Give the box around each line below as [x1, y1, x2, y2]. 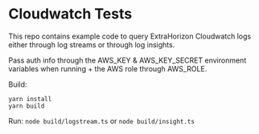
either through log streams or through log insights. [8, 39, 175, 49]
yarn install [8, 95, 52, 103]
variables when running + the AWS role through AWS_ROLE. [8, 63, 208, 73]
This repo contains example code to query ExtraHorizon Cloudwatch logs [8, 31, 252, 41]
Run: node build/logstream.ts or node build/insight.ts [8, 116, 195, 125]
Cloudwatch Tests [8, 5, 133, 23]
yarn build [8, 102, 45, 110]
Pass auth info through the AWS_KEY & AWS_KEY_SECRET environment [8, 55, 247, 65]
